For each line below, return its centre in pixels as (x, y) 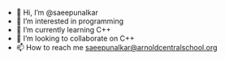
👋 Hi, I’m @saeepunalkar (57, 13)
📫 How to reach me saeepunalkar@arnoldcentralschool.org (117, 47)
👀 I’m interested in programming (70, 21)
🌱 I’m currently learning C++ (63, 30)
